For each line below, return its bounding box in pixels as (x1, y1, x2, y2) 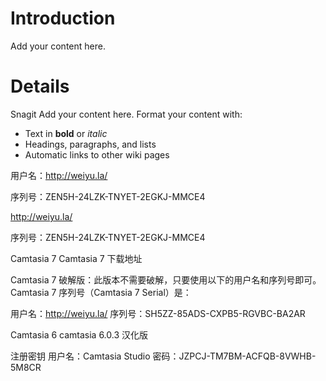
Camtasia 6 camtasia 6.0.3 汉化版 (10, 328, 149, 341)
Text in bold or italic (24, 127, 108, 139)
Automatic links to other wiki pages (24, 148, 170, 161)
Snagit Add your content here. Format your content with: (10, 108, 243, 120)
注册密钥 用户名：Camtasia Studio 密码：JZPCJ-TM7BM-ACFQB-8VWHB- (10, 350, 317, 362)
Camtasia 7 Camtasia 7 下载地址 (10, 252, 143, 264)
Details (10, 75, 70, 98)
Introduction (10, 7, 116, 30)
